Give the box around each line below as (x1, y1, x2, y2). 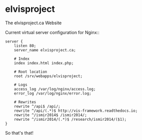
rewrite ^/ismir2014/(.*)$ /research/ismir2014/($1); (14, 117, 127, 122)
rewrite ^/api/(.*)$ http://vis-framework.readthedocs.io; (14, 108, 138, 113)
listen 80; (14, 43, 36, 48)
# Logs (14, 82, 28, 87)
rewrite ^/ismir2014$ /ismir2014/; (14, 112, 87, 117)
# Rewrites (14, 99, 36, 104)
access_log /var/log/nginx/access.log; (14, 87, 96, 92)
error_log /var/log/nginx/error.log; (14, 91, 92, 96)
